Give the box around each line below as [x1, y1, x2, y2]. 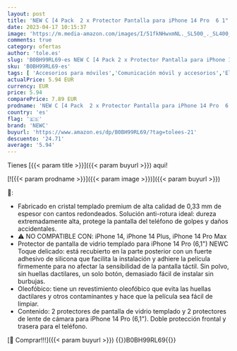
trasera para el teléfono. [17, 322, 88, 331]
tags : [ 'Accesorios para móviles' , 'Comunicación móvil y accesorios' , [7, 69, 222, 76]
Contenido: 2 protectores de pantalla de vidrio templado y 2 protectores [17, 307, 227, 316]
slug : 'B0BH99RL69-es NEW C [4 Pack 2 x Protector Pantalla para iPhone [7, 56, 226, 64]
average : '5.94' [7, 142, 55, 149]
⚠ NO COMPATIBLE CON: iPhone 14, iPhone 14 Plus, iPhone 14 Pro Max [17, 232, 227, 241]
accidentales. [17, 225, 57, 233]
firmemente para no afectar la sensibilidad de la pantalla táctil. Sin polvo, [17, 262, 229, 270]
